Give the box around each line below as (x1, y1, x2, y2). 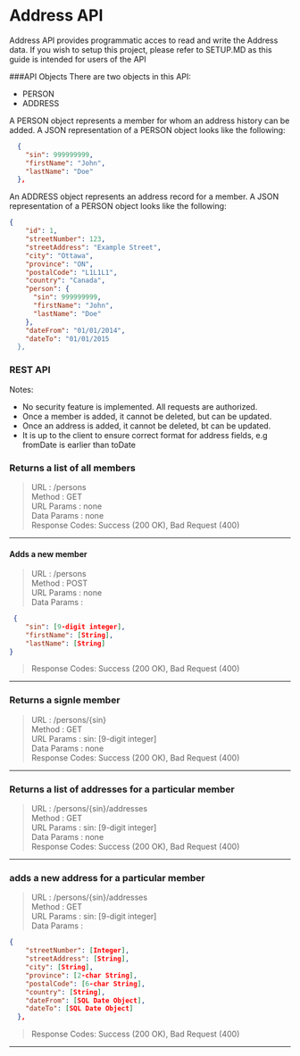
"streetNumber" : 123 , (25, 235, 105, 244)
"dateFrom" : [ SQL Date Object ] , (25, 996, 146, 1005)
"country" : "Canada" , (25, 276, 105, 286)
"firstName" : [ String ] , (25, 630, 114, 639)
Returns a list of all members (9, 461, 136, 474)
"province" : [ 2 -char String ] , (25, 970, 138, 980)
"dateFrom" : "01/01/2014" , (25, 326, 126, 335)
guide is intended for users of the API (9, 54, 147, 64)
